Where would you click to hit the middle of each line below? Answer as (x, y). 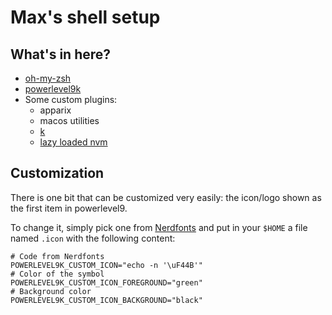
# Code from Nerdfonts (57, 256)
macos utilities (69, 120)
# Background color (51, 291)
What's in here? (61, 54)
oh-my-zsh (48, 78)
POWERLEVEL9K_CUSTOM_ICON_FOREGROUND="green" (106, 282)
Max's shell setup (85, 17)
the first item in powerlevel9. (69, 208)
